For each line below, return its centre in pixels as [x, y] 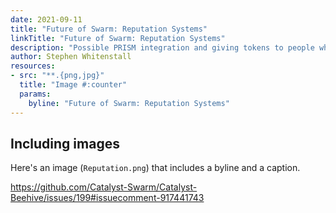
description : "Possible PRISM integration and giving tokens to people [162, 47]
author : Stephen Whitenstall [71, 57]
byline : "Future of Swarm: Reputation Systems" [129, 103]
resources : [33, 66]
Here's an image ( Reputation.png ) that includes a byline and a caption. [155, 168]
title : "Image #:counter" [73, 85]
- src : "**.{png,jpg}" [57, 76]
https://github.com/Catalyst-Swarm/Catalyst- [104, 187]
